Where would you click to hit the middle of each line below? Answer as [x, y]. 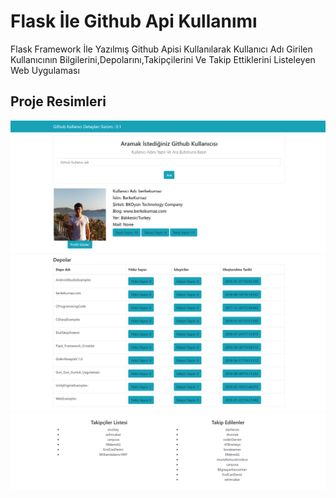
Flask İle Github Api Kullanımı [134, 21]
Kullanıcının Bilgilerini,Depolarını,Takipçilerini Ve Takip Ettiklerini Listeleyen [163, 59]
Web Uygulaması [45, 70]
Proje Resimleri [58, 101]
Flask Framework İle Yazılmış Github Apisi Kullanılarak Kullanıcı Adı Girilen [161, 49]
